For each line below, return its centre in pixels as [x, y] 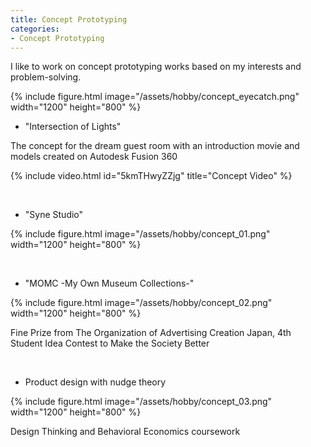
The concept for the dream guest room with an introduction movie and [155, 146]
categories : [35, 29]
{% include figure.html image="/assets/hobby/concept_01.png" [140, 234]
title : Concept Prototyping [69, 19]
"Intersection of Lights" [73, 127]
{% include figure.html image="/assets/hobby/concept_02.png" [141, 303]
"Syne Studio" [54, 215]
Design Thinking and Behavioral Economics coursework [125, 432]
